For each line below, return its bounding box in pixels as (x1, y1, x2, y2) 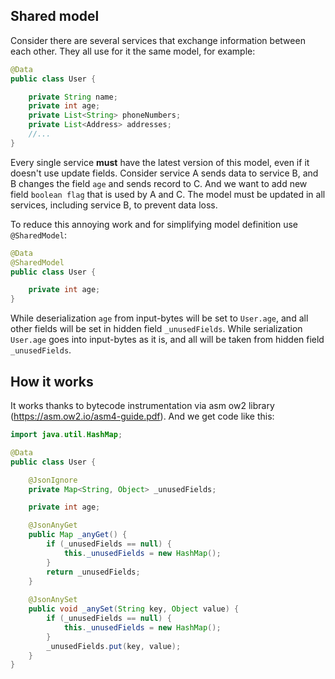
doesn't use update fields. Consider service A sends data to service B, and (10, 167, 319, 179)
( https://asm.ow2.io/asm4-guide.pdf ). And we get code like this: (10, 410, 275, 422)
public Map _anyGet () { (28, 530, 128, 540)
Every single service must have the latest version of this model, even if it (10, 156, 310, 168)
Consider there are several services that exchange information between (10, 34, 306, 46)
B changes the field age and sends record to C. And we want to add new (10, 177, 308, 189)
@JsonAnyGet (28, 520, 78, 531)
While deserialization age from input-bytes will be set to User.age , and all (10, 312, 309, 324)
